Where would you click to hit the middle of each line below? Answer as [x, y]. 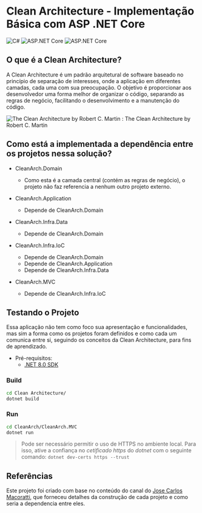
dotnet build [23, 399]
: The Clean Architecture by [156, 118]
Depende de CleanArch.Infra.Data [66, 270]
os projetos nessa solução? [59, 154]
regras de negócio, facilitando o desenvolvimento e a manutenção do [93, 100]
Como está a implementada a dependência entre [100, 144]
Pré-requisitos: [34, 358]
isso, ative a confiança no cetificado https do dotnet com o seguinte [106, 450]
